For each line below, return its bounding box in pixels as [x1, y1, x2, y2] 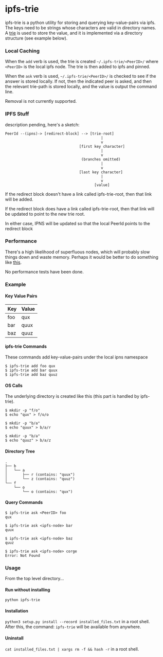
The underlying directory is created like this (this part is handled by [5, 393, 140, 399]
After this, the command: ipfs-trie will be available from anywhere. [5, 624, 141, 630]
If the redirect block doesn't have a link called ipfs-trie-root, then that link [5, 191, 152, 197]
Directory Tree [5, 448, 35, 454]
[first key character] [79, 144, 125, 149]
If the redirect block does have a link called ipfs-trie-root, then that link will [5, 205, 155, 211]
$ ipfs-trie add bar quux [5, 368, 57, 373]
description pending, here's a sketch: [5, 121, 80, 128]
